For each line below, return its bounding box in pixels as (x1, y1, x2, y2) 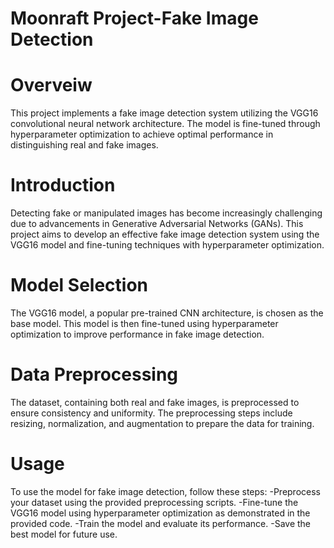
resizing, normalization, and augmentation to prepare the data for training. (10, 417, 315, 429)
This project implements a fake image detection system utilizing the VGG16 (10, 107, 319, 119)
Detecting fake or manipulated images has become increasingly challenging (10, 207, 323, 219)
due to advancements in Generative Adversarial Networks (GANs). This (10, 218, 304, 230)
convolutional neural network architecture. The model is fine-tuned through (10, 118, 321, 130)
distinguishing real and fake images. (10, 139, 159, 151)
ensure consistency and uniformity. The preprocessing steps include (10, 407, 293, 419)
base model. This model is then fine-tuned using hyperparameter (10, 318, 279, 329)
